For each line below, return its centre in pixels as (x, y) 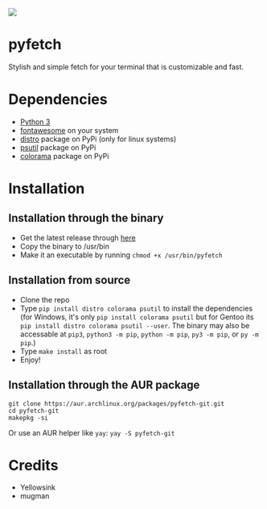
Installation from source (70, 280)
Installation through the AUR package (104, 385)
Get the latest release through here (78, 237)
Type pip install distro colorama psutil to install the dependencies (136, 308)
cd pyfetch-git (34, 411)
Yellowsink (38, 487)
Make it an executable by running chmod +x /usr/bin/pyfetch (121, 255)
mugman (35, 496)
